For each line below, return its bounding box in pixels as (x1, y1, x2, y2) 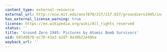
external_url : (5, 12, 35, 17)
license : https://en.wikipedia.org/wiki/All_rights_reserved (5, 21, 135, 26)
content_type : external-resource (5, 7, 75, 12)
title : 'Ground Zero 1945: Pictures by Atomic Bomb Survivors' (5, 30, 139, 35)
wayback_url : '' (5, 40, 39, 45)
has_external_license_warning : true (5, 16, 81, 21)
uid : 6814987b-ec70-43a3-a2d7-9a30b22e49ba (5, 35, 97, 40)
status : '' (5, 26, 28, 31)
